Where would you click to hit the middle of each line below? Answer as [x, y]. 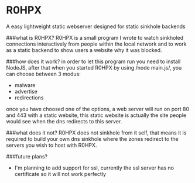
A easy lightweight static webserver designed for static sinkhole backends [96, 26]
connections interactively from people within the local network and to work [96, 44]
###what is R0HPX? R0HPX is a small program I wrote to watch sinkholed [95, 37]
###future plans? [27, 156]
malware [25, 85]
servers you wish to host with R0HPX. [52, 145]
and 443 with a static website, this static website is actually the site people [96, 115]
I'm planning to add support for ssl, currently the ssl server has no [94, 168]
